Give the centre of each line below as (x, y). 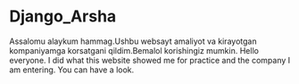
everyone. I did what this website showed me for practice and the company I (150, 60)
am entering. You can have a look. (72, 70)
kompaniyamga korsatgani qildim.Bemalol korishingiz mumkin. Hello (134, 50)
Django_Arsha (63, 17)
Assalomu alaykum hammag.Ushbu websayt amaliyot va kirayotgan (133, 41)
